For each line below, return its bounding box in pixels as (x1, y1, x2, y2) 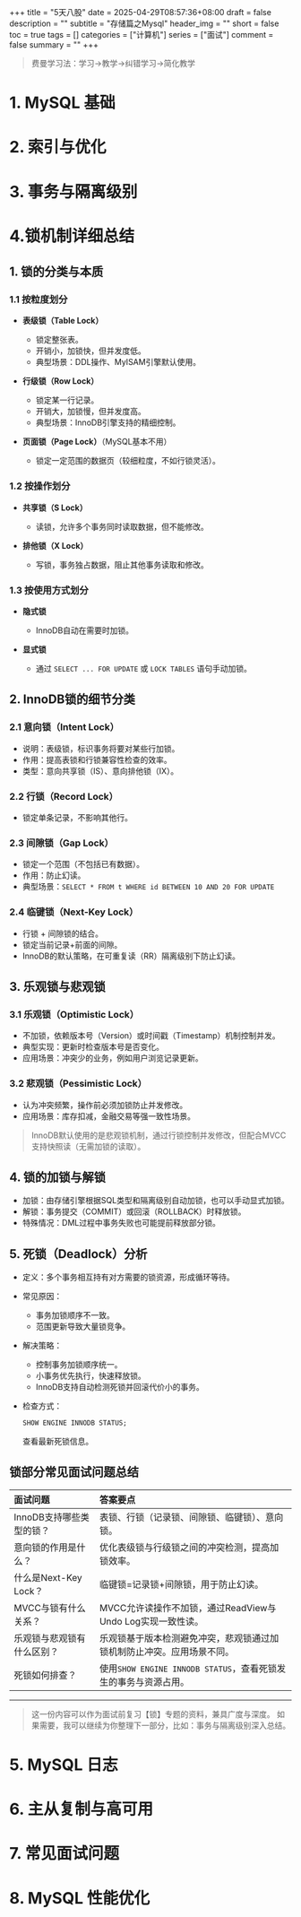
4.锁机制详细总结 (9, 226, 135, 246)
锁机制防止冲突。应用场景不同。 (99, 1645, 235, 1658)
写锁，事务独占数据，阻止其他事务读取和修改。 (35, 559, 209, 570)
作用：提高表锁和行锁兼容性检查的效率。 (21, 754, 172, 765)
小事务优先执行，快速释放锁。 (35, 1370, 146, 1382)
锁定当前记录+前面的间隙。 (21, 939, 123, 950)
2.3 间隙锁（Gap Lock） (9, 837, 114, 849)
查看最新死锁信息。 (21, 1436, 94, 1447)
